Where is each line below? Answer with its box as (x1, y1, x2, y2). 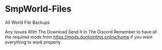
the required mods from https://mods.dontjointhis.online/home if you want (5, 34, 153, 40)
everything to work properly (5, 39, 61, 45)
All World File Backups (5, 19, 50, 25)
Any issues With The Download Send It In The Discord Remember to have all (5, 29, 157, 34)
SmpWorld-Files (5, 3, 72, 15)
